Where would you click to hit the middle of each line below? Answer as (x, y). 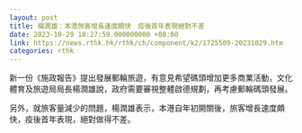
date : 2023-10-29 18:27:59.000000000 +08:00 (94, 34)
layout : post (34, 18)
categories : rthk (42, 51)
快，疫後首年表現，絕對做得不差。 (72, 120)
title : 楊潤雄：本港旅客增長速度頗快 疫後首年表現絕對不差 (107, 26)
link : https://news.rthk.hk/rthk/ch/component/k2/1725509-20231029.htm (146, 43)
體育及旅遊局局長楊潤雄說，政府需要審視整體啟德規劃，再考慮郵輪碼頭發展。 (151, 89)
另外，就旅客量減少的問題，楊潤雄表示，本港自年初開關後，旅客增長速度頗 (147, 108)
